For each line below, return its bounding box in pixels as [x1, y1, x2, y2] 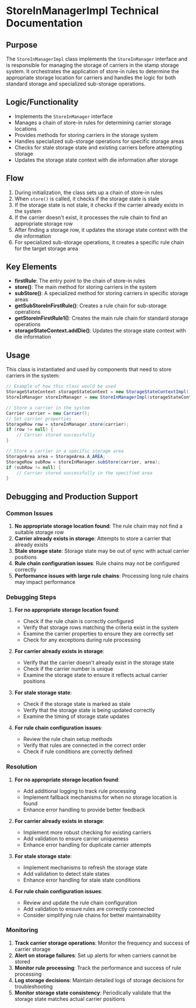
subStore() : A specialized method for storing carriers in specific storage [14, 290, 188, 297]
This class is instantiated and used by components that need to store [6, 366, 172, 373]
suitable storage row [14, 528, 64, 535]
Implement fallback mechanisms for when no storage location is [23, 794, 177, 801]
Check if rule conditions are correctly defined [23, 748, 133, 755]
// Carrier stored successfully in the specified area [16, 470, 153, 476]
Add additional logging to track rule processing [23, 787, 136, 794]
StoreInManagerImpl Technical [6, 4, 159, 18]
